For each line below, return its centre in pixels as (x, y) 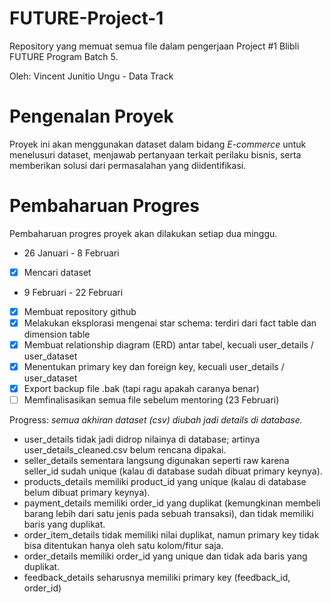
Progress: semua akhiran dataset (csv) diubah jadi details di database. (156, 420)
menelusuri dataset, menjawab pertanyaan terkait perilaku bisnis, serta (155, 154)
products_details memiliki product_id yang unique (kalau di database (165, 482)
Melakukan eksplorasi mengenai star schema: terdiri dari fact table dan (170, 323)
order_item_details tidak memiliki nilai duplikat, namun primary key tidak (171, 535)
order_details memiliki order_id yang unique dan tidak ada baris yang (165, 556)
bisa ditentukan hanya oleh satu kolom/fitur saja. (123, 546)
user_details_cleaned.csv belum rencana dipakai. (125, 450)
